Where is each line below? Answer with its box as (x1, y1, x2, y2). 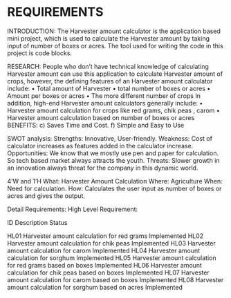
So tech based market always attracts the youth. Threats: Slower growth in (7, 156, 220, 164)
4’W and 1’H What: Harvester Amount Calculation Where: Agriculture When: (7, 177, 223, 185)
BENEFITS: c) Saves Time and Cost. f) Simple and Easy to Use (7, 121, 185, 129)
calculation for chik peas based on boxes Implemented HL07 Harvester (7, 268, 210, 277)
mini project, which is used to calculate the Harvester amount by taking (7, 34, 210, 42)
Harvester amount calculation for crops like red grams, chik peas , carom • (7, 106, 220, 115)
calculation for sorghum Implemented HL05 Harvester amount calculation (7, 253, 216, 262)
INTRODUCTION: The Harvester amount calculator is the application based (7, 27, 221, 35)
